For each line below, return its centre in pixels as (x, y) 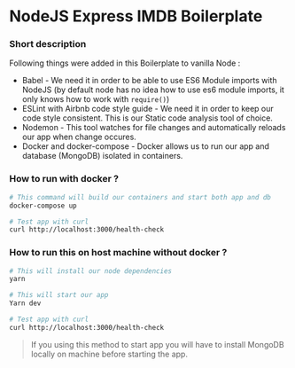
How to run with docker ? (64, 179)
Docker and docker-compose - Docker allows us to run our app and (146, 146)
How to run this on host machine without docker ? (118, 253)
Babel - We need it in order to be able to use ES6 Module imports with (149, 81)
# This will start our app (59, 295)
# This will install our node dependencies (91, 271)
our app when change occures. (79, 137)
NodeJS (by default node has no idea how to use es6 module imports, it (153, 90)
